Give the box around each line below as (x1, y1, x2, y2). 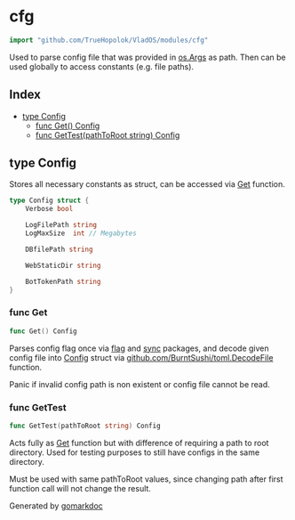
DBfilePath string (25, 245, 93, 254)
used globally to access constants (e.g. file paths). (9, 61, 194, 72)
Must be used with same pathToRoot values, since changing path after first (9, 474, 283, 484)
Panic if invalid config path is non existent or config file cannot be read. (9, 378, 271, 389)
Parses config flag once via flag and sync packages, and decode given (9, 343, 269, 353)
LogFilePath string (25, 221, 98, 230)
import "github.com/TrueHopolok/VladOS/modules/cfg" (9, 36, 209, 45)
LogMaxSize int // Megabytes (25, 229, 138, 238)
